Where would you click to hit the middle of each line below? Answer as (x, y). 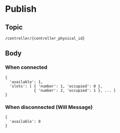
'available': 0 (25, 121)
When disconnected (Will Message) (49, 107)
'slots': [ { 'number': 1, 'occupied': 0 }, (56, 86)
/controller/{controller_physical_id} (45, 38)
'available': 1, (26, 82)
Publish (21, 9)
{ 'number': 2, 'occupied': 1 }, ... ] (75, 90)
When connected (26, 67)
